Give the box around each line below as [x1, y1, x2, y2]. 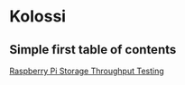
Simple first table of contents [9, 42, 177, 57]
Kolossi [9, 6, 66, 27]
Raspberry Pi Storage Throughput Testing [9, 65, 164, 76]
